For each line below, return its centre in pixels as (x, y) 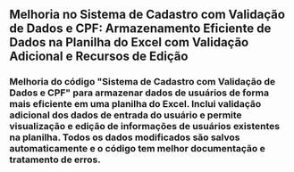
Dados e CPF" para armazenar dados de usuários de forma (139, 93)
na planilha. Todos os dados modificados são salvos (125, 137)
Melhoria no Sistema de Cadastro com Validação (147, 15)
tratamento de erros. (55, 160)
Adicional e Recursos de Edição (99, 57)
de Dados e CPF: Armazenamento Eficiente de (140, 29)
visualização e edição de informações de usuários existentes (144, 127)
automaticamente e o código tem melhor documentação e (137, 149)
